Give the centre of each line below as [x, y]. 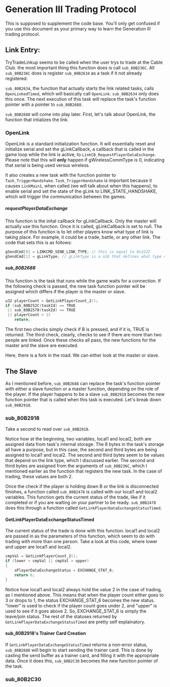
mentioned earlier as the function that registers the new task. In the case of [84, 471]
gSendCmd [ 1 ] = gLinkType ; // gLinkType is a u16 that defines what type [83, 256]
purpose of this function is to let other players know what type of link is [79, 232]
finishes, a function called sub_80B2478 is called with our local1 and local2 [81, 492]
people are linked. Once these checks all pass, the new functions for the [80, 340]
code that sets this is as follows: [39, 243]
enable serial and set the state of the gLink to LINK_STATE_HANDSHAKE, [81, 192]
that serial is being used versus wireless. [48, 165]
